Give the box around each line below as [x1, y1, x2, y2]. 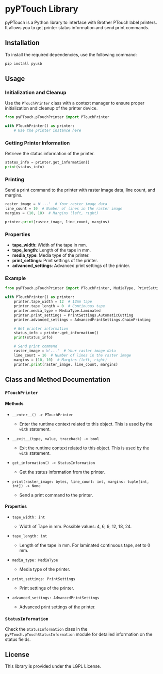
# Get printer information [14, 326, 68, 331]
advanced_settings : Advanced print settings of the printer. [12, 263, 130, 268]
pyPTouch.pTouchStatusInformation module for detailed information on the [5, 631, 153, 637]
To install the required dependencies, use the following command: [5, 52, 137, 57]
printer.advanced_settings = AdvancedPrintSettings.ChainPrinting [14, 317, 151, 322]
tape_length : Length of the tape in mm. [12, 247, 91, 253]
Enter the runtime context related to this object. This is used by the [19, 421, 153, 427]
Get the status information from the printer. [19, 469, 105, 475]
